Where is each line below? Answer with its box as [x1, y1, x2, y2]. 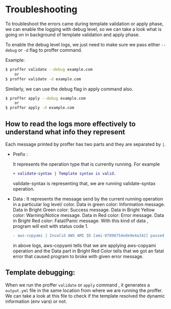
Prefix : [12, 151, 28, 157]
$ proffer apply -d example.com [5, 105, 74, 111]
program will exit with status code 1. [12, 223, 89, 229]
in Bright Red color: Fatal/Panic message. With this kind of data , [12, 217, 148, 224]
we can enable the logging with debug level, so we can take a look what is [5, 26, 162, 32]
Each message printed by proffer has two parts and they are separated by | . [5, 141, 166, 147]
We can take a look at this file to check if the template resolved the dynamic [5, 293, 165, 299]
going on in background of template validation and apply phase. [5, 31, 140, 38]
